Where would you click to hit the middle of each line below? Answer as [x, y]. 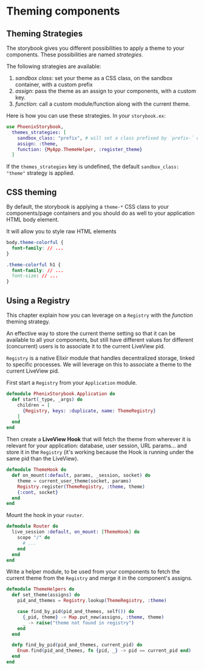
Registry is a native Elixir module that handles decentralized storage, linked [101, 358]
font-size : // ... [35, 276]
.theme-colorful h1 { [34, 265]
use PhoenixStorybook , [35, 127]
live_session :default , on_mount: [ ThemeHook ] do [76, 532]
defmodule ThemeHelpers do [40, 589]
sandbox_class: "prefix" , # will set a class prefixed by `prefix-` [106, 138]
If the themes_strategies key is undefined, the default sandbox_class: [93, 167]
